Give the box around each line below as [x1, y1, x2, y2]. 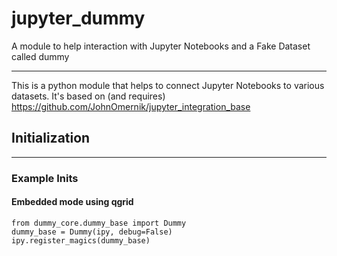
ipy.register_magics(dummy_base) [11, 235, 151, 246]
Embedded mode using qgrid [11, 196, 134, 208]
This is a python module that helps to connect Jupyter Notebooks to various [11, 79, 325, 91]
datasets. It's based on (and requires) [11, 90, 166, 102]
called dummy [11, 50, 70, 62]
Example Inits [11, 171, 79, 185]
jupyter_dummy [11, 7, 146, 30]
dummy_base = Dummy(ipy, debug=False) [11, 227, 173, 237]
